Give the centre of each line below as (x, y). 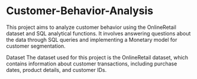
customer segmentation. (36, 46)
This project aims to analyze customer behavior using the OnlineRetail (91, 27)
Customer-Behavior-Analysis (80, 11)
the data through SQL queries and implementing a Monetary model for (92, 39)
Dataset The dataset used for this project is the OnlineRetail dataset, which (97, 57)
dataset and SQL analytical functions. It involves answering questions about (98, 33)
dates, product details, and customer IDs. (56, 70)
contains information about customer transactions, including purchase (92, 64)
